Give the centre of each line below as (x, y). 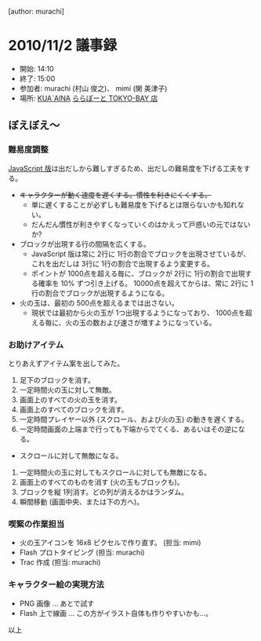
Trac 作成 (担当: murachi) (60, 562)
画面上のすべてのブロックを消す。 (74, 409)
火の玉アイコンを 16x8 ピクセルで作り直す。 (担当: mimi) (110, 543)
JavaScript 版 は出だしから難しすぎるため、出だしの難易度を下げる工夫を (126, 168)
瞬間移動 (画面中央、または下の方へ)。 (81, 501)
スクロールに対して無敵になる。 (71, 456)
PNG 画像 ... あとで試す (57, 603)
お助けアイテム (36, 345)
